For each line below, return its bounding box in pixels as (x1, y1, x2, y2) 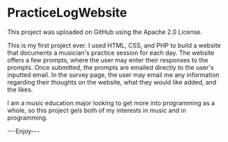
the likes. (7, 85, 33, 94)
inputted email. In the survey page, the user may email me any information (7, 71, 220, 79)
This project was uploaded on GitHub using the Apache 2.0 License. (7, 28, 203, 36)
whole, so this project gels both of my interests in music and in (7, 106, 186, 114)
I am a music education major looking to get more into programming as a (7, 98, 215, 107)
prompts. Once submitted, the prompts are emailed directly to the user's (7, 63, 214, 71)
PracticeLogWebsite (7, 5, 127, 21)
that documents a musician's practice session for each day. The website (7, 48, 215, 57)
